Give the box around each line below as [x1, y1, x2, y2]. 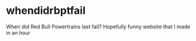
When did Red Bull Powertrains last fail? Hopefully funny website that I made [6, 23, 191, 30]
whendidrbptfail [6, 4, 86, 17]
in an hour [6, 29, 30, 36]
